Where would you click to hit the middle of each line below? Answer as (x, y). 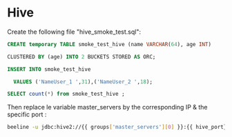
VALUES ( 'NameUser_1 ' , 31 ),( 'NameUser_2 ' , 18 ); (83, 82)
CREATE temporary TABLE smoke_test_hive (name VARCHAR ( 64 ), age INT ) (109, 44)
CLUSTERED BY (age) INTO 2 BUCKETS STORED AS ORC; (81, 56)
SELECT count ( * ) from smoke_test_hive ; (66, 94)
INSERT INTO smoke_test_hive (49, 69)
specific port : (27, 114)
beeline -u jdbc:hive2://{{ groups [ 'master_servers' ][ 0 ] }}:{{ (100, 127)
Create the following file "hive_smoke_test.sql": (74, 32)
